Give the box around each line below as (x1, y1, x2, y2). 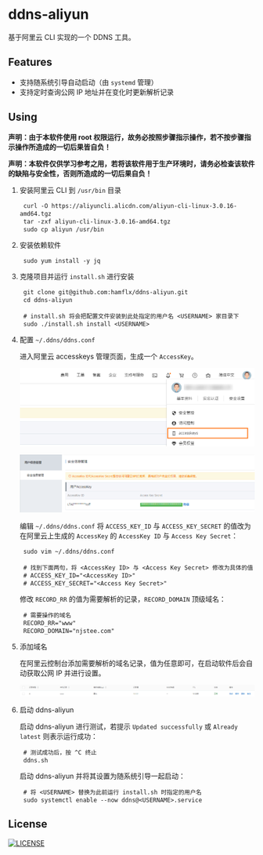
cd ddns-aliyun (23, 296, 73, 304)
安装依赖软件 (19, 240, 61, 249)
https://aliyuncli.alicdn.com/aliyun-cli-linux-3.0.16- (51, 202, 237, 209)
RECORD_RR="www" (23, 619, 77, 627)
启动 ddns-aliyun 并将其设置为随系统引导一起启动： (19, 771, 186, 780)
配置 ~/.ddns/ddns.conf (19, 335, 95, 344)
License (8, 817, 48, 831)
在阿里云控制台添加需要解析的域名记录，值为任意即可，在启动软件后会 (19, 658, 247, 668)
